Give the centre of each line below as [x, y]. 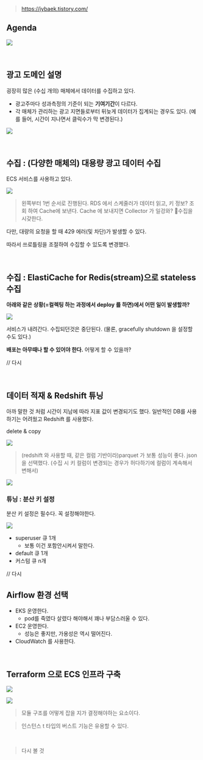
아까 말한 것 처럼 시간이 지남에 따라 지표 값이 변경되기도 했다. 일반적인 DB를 [96, 412]
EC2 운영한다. [32, 626]
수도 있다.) [19, 337]
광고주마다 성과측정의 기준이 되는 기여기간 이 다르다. [76, 104]
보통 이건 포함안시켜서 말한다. [59, 546]
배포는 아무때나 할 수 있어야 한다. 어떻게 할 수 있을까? [69, 350]
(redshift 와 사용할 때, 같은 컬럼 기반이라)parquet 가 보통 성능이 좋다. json [109, 455]
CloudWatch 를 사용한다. [45, 641]
